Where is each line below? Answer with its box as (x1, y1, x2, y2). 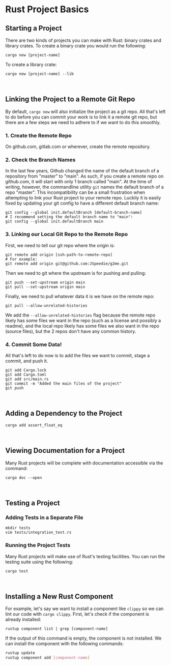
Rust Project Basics (5, 4, 89, 15)
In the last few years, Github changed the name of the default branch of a (5, 168, 159, 174)
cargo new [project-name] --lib (5, 71, 74, 76)
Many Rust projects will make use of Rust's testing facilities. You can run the (5, 553, 165, 559)
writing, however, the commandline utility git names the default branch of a (5, 184, 164, 190)
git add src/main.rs (5, 377, 49, 382)
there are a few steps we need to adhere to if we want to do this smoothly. (5, 119, 161, 125)
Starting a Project (5, 24, 62, 33)
